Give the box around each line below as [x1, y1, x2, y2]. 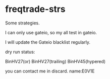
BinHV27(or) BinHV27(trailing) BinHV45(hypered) [5, 58, 106, 64]
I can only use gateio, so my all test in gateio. [5, 29, 97, 35]
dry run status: [5, 49, 35, 55]
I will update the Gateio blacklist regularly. [5, 39, 91, 45]
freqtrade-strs [5, 3, 66, 15]
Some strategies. [5, 20, 40, 26]
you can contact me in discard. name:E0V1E [5, 68, 95, 74]
